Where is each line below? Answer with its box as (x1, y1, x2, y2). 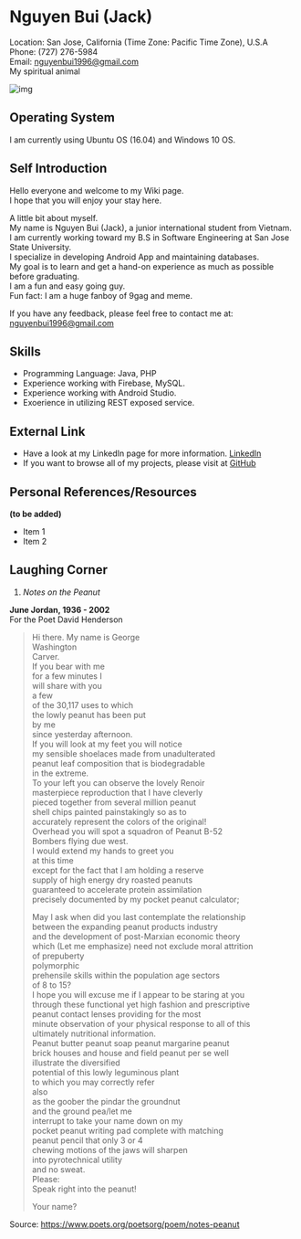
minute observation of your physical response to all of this (31, 1018, 251, 1029)
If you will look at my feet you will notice (31, 738, 182, 749)
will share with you (31, 680, 102, 691)
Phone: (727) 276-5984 (9, 46, 99, 57)
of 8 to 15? (31, 980, 71, 990)
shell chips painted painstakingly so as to (31, 806, 187, 817)
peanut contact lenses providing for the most (31, 1008, 202, 1020)
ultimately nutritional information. (31, 1028, 157, 1039)
